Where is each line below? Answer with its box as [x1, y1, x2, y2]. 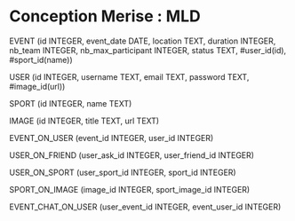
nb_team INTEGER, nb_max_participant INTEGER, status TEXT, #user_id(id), [9, 44, 287, 55]
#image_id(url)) [9, 81, 66, 91]
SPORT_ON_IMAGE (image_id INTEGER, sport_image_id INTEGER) [9, 184, 251, 194]
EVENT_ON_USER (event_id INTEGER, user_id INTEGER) [9, 132, 214, 143]
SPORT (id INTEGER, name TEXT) [9, 98, 132, 108]
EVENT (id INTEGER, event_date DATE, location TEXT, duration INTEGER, [9, 36, 276, 46]
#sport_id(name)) [9, 54, 73, 65]
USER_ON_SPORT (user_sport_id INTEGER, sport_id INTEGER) [9, 167, 237, 178]
